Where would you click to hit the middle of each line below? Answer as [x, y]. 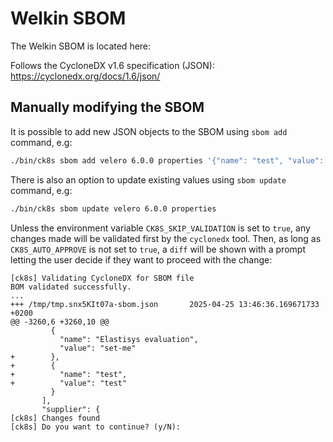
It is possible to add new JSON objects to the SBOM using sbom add [149, 131]
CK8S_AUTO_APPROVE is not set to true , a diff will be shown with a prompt [158, 249]
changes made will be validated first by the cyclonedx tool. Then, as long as [166, 238]
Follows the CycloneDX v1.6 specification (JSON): [112, 65]
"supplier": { [71, 409]
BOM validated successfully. [71, 287]
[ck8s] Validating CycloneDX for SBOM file [102, 278]
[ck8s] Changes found [55, 418]
